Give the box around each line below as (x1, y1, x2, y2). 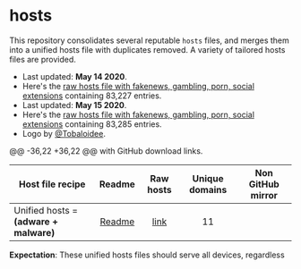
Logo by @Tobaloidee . (21, 128, 106, 139)
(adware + (13, 215, 58, 228)
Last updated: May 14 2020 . (21, 71, 127, 81)
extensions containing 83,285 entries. (21, 118, 163, 130)
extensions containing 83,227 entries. (21, 90, 162, 101)
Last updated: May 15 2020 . (21, 99, 127, 110)
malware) (13, 226, 56, 239)
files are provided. (9, 54, 76, 64)
